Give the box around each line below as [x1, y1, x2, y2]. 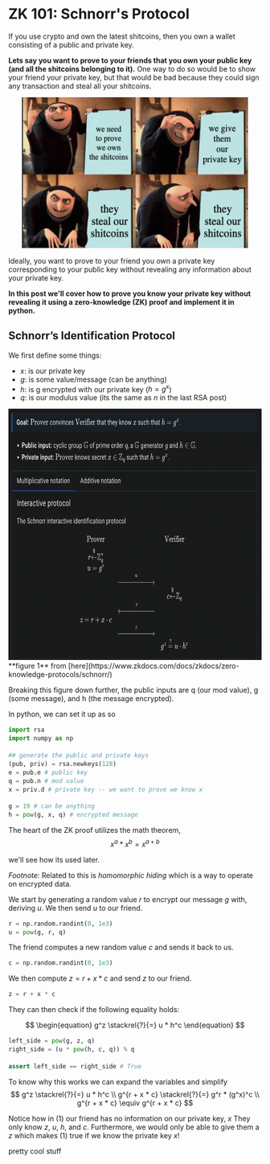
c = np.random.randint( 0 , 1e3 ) [8, 959, 113, 967]
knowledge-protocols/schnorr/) [8, 670, 112, 679]
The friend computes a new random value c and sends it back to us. [8, 942, 235, 953]
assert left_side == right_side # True [8, 1062, 142, 1070]
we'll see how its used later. [8, 855, 100, 864]
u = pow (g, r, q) [8, 928, 67, 937]
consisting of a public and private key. [8, 39, 134, 49]
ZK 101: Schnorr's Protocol [8, 5, 190, 23]
